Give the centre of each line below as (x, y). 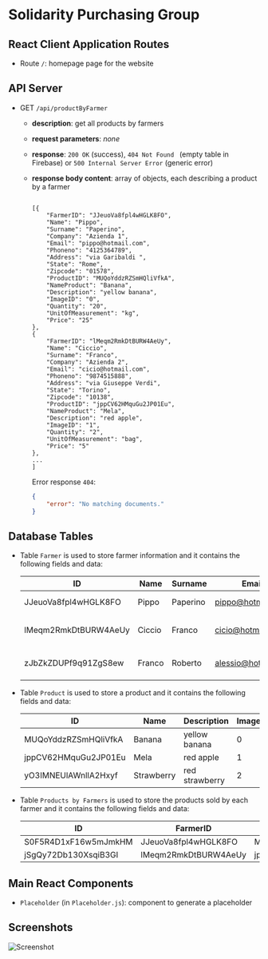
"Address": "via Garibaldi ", (97, 257)
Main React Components (71, 883)
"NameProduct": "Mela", (86, 411)
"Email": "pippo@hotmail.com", (98, 243)
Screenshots (41, 927)
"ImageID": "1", (73, 425)
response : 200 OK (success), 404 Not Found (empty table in (130, 154)
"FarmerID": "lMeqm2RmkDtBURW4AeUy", (109, 341)
